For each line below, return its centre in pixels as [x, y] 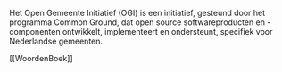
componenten [35, 32]
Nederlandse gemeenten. [56, 41]
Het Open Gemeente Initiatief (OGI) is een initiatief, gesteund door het [137, 13]
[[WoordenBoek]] [41, 58]
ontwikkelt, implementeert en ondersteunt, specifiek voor [167, 32]
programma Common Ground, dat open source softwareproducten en [137, 22]
